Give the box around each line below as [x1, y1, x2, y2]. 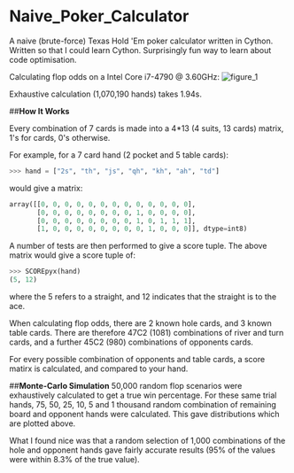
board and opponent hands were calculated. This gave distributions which [9, 409, 281, 420]
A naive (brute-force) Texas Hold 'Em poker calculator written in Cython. [9, 35, 274, 46]
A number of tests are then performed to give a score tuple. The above [9, 241, 267, 252]
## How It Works [9, 105, 70, 116]
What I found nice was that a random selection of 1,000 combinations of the [9, 436, 286, 446]
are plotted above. [9, 418, 76, 429]
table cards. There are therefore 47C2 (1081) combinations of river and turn [9, 328, 284, 338]
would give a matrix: [9, 182, 83, 193]
